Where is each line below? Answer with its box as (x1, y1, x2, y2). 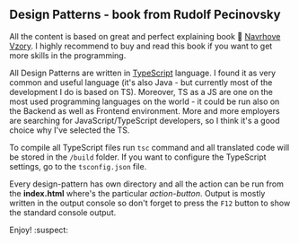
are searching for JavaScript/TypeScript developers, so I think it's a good (9, 115, 280, 126)
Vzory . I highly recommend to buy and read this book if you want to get (9, 40, 273, 51)
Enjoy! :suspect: (9, 224, 69, 235)
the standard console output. (9, 206, 117, 218)
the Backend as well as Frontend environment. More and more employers (9, 105, 280, 116)
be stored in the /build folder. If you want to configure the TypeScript (9, 152, 267, 162)
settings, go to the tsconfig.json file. (9, 161, 147, 171)
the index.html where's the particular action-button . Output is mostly (9, 187, 266, 198)
